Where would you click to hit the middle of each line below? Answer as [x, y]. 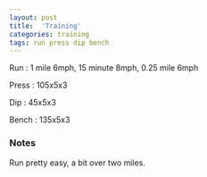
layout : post [33, 17]
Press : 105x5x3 [38, 85]
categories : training [50, 34]
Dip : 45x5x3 [33, 103]
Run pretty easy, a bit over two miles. [77, 163]
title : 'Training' [46, 26]
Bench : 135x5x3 [40, 120]
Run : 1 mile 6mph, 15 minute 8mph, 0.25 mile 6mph [104, 68]
